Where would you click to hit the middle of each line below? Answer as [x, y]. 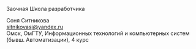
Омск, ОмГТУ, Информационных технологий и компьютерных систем [98, 33]
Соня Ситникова [28, 20]
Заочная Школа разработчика [46, 9]
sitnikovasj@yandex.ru [35, 27]
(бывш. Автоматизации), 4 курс [47, 40]
